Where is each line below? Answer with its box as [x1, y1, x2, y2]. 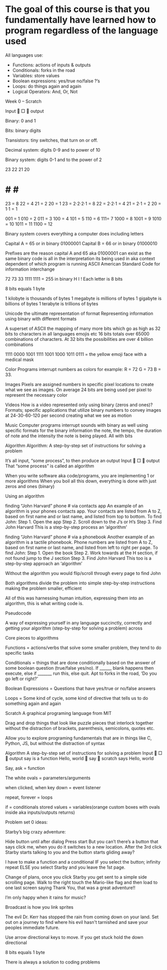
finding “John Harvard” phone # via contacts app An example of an [5, 503, 144, 509]
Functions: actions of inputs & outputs [12, 62, 91, 68]
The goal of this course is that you [5, 4, 150, 15]
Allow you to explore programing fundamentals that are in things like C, [5, 735, 152, 741]
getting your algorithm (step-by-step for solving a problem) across [5, 625, 143, 631]
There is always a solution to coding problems [5, 959, 100, 965]
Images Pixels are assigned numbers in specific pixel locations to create [5, 381, 154, 387]
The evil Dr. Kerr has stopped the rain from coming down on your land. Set [5, 914, 159, 920]
